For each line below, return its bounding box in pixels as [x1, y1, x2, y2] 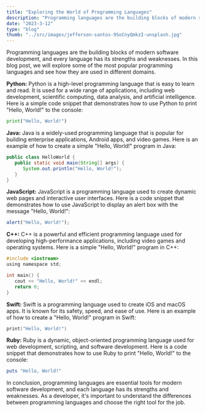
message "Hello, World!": [6, 208, 71, 215]
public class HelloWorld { [6, 154, 75, 160]
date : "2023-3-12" [6, 20, 53, 26]
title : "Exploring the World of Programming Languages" [6, 9, 152, 15]
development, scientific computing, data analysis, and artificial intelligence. [6, 93, 196, 101]
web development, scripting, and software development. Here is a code [6, 343, 187, 351]
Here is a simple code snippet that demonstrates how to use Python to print [6, 99, 197, 107]
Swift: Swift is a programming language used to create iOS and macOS [6, 300, 186, 308]
